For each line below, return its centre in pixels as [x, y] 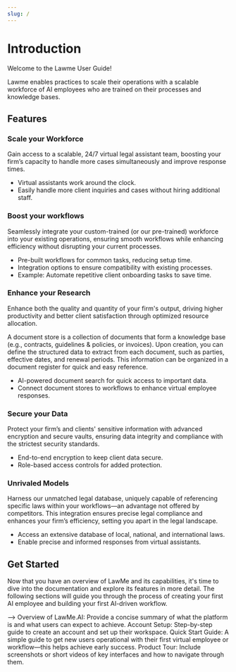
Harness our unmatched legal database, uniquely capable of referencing [113, 499]
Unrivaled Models [38, 483]
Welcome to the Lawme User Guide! [60, 68]
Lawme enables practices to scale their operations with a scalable [103, 82]
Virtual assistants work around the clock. [76, 183]
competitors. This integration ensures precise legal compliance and [105, 514]
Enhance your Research [49, 293]
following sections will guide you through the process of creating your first [115, 596]
